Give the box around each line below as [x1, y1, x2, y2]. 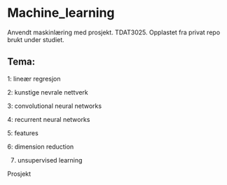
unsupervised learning [17, 156, 83, 164]
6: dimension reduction [7, 142, 74, 151]
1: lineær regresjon [7, 74, 61, 83]
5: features [7, 128, 39, 137]
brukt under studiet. [7, 35, 64, 43]
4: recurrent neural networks [7, 115, 90, 123]
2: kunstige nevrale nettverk [7, 88, 89, 96]
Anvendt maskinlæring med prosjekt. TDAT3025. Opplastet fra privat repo [7, 28, 221, 36]
